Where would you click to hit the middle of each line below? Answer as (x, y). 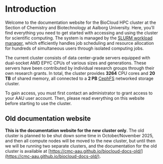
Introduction (31, 9)
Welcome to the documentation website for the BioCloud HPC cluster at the (81, 22)
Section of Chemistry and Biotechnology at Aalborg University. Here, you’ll (80, 27)
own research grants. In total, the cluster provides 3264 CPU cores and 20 (80, 73)
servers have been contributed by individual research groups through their (80, 68)
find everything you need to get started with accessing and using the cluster (81, 33)
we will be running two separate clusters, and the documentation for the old (81, 146)
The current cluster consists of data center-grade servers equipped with (78, 57)
